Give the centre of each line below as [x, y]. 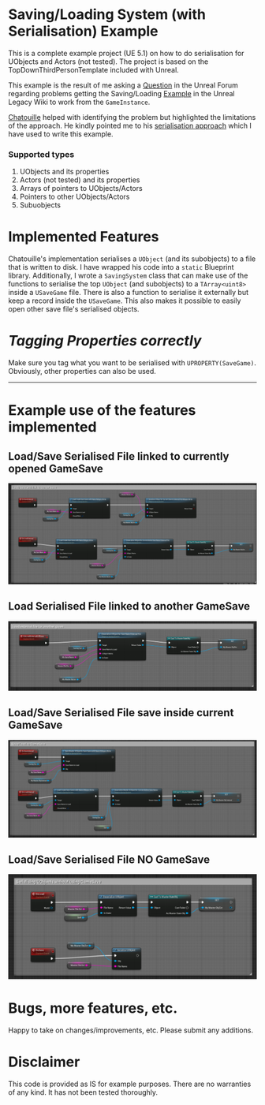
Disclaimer [44, 1062]
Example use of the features [102, 411]
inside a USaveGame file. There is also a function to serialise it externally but [129, 293]
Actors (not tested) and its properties [80, 180]
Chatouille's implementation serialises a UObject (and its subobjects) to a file [132, 259]
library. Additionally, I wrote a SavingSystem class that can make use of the [128, 276]
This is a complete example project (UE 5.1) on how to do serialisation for [126, 53]
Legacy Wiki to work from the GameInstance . [79, 102]
